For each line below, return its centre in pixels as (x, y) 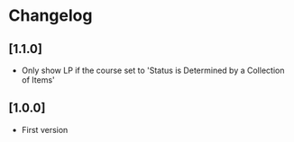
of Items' (38, 80)
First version (45, 129)
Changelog (51, 16)
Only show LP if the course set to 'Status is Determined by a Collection (153, 70)
